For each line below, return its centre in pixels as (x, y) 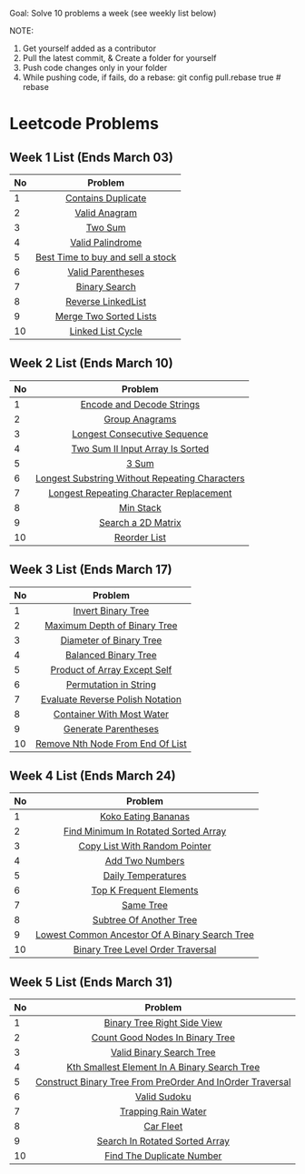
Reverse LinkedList (106, 301)
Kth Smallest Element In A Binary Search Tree (163, 1068)
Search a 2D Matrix (140, 522)
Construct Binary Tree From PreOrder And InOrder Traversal (163, 1082)
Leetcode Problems (84, 124)
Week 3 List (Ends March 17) (91, 570)
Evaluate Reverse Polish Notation (111, 699)
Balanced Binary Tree (111, 655)
